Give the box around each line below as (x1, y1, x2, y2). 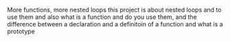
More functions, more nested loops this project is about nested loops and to (7, 6, 222, 14)
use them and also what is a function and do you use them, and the (7, 13, 197, 21)
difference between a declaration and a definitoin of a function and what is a (7, 20, 223, 28)
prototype (7, 27, 36, 35)
